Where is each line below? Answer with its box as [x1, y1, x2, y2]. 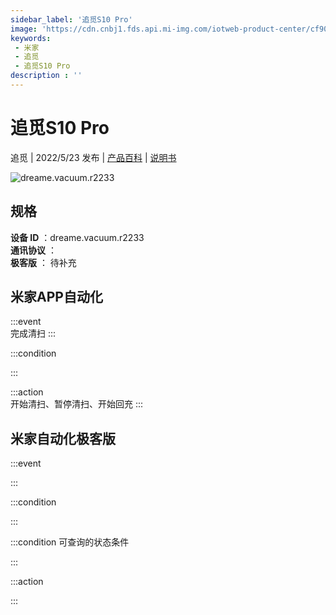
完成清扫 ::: [10, 327, 57, 340]
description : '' [10, 71, 83, 81]
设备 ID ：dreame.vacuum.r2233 [10, 231, 145, 243]
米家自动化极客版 [10, 430, 116, 447]
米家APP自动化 [10, 289, 103, 306]
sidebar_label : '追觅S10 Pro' [10, 14, 133, 25]
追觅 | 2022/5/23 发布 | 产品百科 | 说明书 [10, 151, 177, 163]
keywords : [10, 33, 52, 43]
